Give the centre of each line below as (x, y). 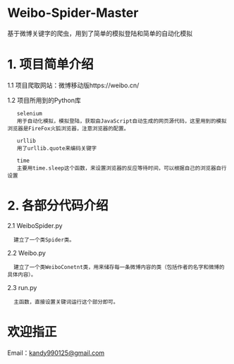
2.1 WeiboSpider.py (35, 225)
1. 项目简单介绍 (50, 64)
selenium (29, 113)
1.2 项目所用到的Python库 (44, 100)
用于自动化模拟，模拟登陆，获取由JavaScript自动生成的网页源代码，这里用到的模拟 (122, 121)
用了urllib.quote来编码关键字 (57, 148)
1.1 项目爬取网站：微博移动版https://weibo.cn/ (73, 85)
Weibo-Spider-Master (73, 13)
